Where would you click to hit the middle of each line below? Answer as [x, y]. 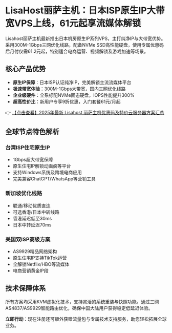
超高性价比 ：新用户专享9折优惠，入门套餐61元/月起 [67, 101]
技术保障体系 [26, 288]
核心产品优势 [26, 69]
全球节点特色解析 [32, 132]
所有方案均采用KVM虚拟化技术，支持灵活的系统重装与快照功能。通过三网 [82, 301]
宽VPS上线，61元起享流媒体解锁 [73, 23]
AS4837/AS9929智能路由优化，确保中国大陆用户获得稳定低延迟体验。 [79, 308]
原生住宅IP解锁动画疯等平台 [42, 166]
